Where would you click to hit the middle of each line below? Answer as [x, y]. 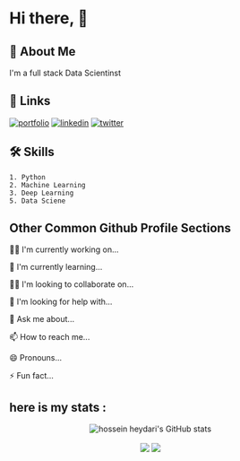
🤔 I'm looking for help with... [61, 302]
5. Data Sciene [38, 201]
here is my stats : [58, 407]
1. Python [28, 177]
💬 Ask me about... [42, 319]
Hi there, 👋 [49, 18]
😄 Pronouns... [36, 358]
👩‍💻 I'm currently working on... [64, 249]
